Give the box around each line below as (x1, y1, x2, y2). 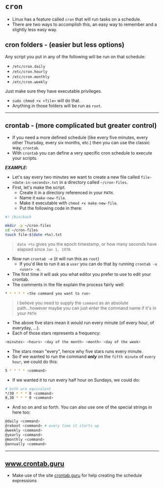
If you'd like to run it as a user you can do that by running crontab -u (19, 261, 158, 267)
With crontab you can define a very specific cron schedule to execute (12, 150, 152, 156)
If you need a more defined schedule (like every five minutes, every (12, 134, 148, 140)
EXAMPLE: (5, 164, 28, 170)
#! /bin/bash (5, 215, 32, 219)
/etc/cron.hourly (12, 69, 48, 74)
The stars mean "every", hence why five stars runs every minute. (12, 348, 143, 354)
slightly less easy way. (12, 26, 58, 32)
